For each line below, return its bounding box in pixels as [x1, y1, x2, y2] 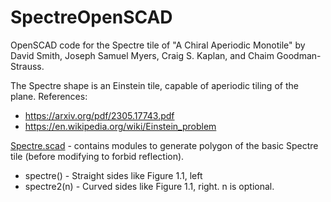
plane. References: [10, 90, 88, 102]
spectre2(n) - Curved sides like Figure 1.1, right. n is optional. [24, 180, 275, 192]
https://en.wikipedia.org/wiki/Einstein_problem [24, 120, 217, 132]
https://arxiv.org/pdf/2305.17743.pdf [24, 109, 175, 121]
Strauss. [10, 60, 45, 72]
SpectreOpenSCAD [10, 6, 173, 29]
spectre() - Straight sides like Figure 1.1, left [24, 169, 203, 181]
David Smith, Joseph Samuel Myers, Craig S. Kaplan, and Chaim [10, 49, 275, 61]
